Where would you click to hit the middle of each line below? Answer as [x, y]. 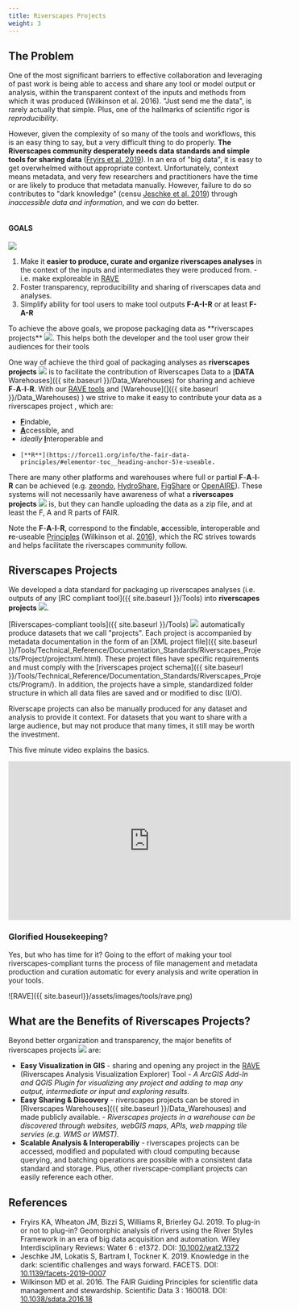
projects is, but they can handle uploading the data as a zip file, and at [131, 503]
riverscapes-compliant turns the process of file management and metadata [133, 963]
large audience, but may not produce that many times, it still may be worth [132, 726]
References [38, 1202]
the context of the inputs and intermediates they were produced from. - [139, 269]
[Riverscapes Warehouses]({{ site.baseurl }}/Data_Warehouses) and [133, 1109]
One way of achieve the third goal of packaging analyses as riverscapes [129, 362]
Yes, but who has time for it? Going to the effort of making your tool [120, 954]
